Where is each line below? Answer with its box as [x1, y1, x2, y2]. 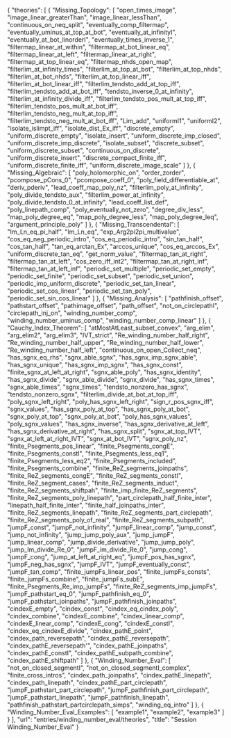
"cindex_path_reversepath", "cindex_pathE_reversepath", [7, 634, 171, 642]
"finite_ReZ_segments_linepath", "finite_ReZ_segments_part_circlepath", [7, 508, 213, 517]
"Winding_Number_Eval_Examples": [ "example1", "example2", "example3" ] [7, 708, 224, 716]
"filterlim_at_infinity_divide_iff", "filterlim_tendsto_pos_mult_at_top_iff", [7, 95, 207, 103]
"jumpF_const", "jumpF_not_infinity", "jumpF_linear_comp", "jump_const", [7, 523, 216, 531]
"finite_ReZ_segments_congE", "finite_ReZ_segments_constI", [7, 472, 182, 479]
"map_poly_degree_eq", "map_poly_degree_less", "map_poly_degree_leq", [7, 213, 219, 221]
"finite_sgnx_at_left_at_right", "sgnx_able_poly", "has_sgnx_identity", [7, 368, 203, 376]
